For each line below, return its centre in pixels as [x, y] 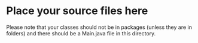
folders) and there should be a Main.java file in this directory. [81, 33]
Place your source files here [77, 11]
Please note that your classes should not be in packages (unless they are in [99, 27]
